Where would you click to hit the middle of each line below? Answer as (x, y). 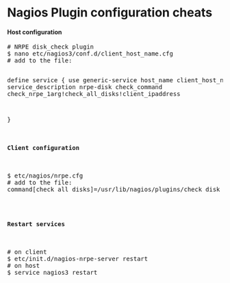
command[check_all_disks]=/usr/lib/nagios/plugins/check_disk (114, 189)
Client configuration (43, 148)
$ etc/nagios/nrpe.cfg (45, 175)
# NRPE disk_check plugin (51, 47)
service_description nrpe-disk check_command (85, 87)
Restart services (36, 224)
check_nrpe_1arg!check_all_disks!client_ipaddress (94, 94)
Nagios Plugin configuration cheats (110, 13)
